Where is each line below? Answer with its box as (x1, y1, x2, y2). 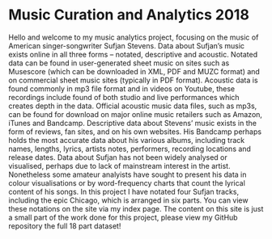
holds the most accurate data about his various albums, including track (8, 135, 245, 145)
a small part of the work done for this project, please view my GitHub (8, 212, 238, 222)
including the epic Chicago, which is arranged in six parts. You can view (8, 195, 249, 205)
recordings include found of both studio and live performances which (8, 92, 240, 102)
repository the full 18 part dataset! (8, 220, 121, 231)
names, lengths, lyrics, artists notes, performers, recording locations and (8, 144, 251, 153)
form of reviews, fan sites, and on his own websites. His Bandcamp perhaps (8, 127, 261, 136)
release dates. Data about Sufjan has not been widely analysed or (8, 152, 228, 162)
